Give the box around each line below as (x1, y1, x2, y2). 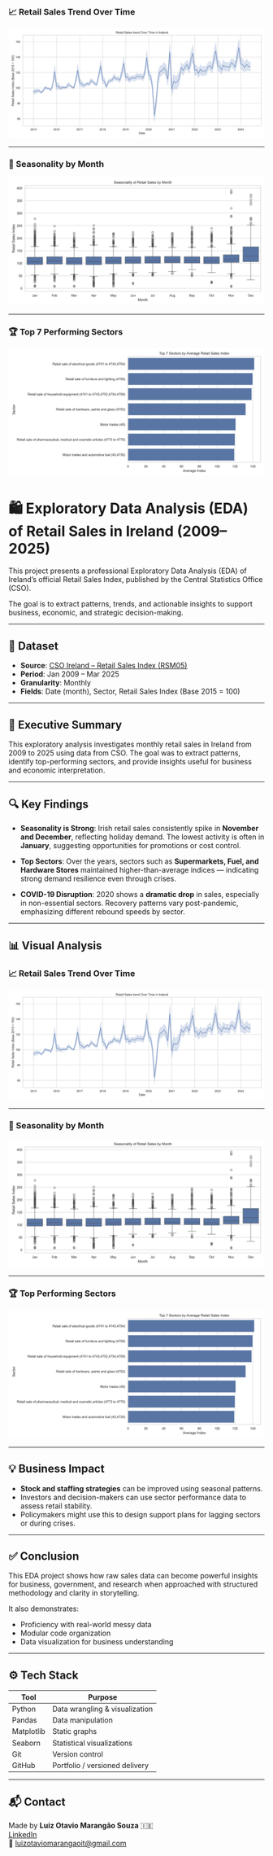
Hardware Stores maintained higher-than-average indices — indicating (19, 865, 259, 874)
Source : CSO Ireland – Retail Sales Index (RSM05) (19, 661, 188, 671)
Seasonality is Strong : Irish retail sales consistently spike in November (19, 823, 259, 833)
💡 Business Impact (8, 1462, 105, 1476)
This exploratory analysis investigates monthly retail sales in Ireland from (8, 739, 252, 750)
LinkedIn (8, 1830, 37, 1840)
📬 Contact (8, 1795, 66, 1809)
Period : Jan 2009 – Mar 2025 (19, 669, 119, 679)
